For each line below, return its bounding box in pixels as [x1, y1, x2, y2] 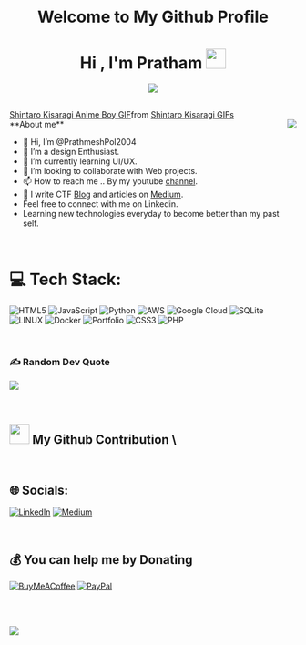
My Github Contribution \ [31, 432, 178, 447]
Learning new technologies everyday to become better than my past [22, 208, 280, 219]
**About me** [9, 118, 65, 129]
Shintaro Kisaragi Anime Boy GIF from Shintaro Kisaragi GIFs [9, 108, 235, 119]
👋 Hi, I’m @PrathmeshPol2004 [22, 136, 137, 147]
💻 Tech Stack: [9, 269, 122, 290]
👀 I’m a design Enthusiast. [22, 146, 120, 157]
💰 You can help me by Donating [9, 552, 193, 568]
